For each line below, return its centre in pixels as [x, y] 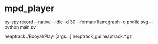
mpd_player [29, 8]
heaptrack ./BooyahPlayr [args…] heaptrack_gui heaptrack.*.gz [68, 36]
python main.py [20, 27]
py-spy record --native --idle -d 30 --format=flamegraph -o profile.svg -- [79, 22]
